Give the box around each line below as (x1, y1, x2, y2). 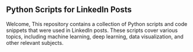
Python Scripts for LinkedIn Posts (6, 5, 132, 15)
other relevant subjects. (6, 39, 64, 46)
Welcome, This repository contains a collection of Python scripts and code (6, 20, 188, 27)
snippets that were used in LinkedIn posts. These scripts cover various (6, 27, 178, 34)
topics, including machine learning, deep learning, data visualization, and (6, 32, 184, 40)
